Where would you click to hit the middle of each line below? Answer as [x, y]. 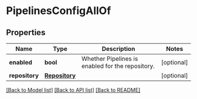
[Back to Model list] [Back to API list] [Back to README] [73, 90]
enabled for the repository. [118, 66]
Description [118, 49]
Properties [26, 33]
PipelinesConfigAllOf [59, 11]
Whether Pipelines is [110, 59]
